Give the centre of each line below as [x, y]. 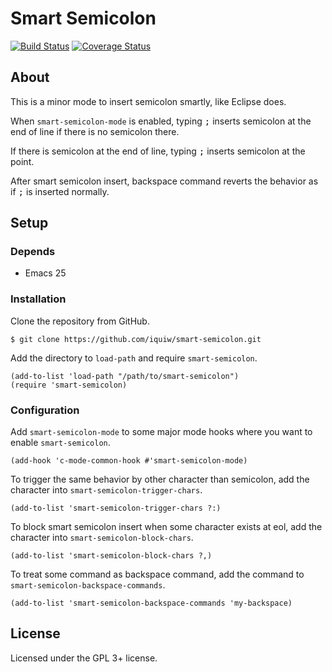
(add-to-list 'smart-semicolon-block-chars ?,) [111, 556]
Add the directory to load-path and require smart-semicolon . [134, 358]
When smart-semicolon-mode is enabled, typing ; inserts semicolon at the [161, 121]
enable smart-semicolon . [60, 443]
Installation [38, 299]
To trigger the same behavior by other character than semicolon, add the [160, 479]
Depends [33, 252]
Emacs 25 [45, 273]
